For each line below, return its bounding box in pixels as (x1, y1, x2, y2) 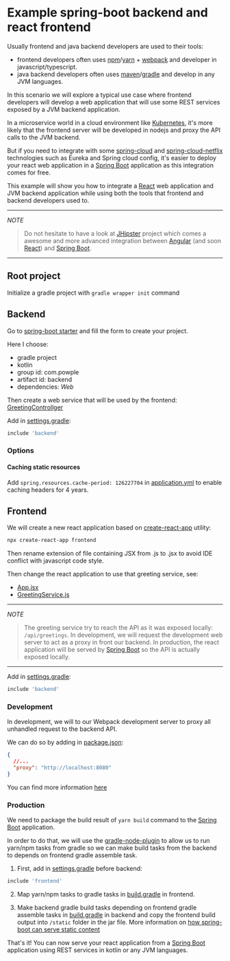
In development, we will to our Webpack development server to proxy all (7, 718, 211, 726)
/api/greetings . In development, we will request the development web (23, 631, 223, 640)
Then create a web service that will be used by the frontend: (7, 396, 177, 404)
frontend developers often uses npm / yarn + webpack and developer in (16, 55, 217, 63)
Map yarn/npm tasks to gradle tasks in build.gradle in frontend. (16, 890, 195, 898)
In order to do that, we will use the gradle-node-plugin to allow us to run (7, 837, 210, 845)
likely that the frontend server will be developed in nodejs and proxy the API (7, 126, 221, 134)
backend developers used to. (7, 196, 90, 204)
